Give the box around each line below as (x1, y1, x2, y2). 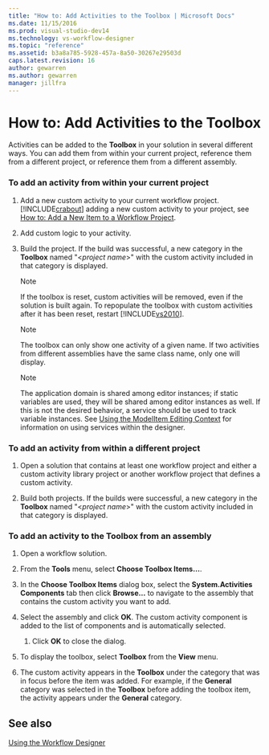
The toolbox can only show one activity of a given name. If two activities (19, 340, 259, 349)
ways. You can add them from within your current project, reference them (8, 149, 252, 158)
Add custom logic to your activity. (19, 228, 132, 238)
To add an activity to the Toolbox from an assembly (8, 530, 212, 541)
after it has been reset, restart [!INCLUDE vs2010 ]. (19, 308, 185, 318)
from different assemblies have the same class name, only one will (19, 349, 241, 358)
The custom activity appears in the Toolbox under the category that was (19, 667, 260, 677)
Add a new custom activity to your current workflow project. (19, 195, 219, 205)
